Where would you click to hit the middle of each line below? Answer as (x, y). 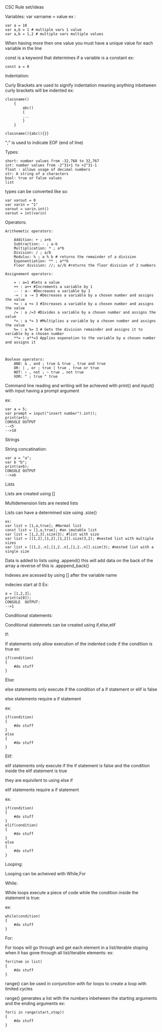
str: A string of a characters (37, 174)
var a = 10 (16, 25)
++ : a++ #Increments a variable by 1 (53, 287)
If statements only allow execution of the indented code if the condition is (79, 644)
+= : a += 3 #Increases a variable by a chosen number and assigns (84, 304)
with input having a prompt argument (42, 391)
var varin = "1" (21, 205)
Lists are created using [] (30, 494)
